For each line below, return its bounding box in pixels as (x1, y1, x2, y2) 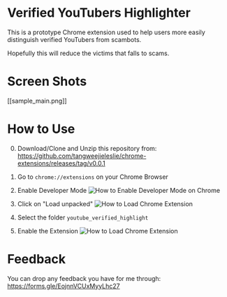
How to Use (7, 121, 75, 137)
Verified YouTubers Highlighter (7, 5, 191, 21)
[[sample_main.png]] (7, 96, 68, 105)
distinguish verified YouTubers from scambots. (7, 35, 142, 43)
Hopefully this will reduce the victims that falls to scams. (7, 49, 170, 57)
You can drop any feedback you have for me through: (7, 274, 161, 282)
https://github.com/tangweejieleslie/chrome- (17, 152, 147, 160)
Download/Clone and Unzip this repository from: (17, 144, 157, 152)
